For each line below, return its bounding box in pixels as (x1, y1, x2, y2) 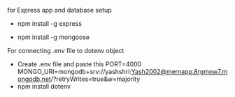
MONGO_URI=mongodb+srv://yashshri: (17, 68, 131, 75)
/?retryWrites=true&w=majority (50, 75, 141, 83)
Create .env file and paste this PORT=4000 (17, 60, 142, 68)
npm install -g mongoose (17, 33, 90, 41)
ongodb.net (17, 75, 51, 83)
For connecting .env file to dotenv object (7, 47, 124, 54)
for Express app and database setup (7, 6, 112, 14)
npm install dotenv (17, 82, 71, 90)
